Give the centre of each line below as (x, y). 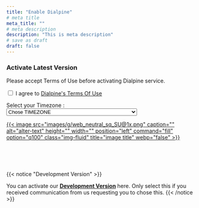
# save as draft (27, 40)
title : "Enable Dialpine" (39, 12)
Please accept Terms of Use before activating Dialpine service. (86, 81)
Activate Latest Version (42, 67)
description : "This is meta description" (60, 35)
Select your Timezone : (36, 105)
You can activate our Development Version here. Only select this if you (96, 186)
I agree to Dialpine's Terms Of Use (58, 94)
